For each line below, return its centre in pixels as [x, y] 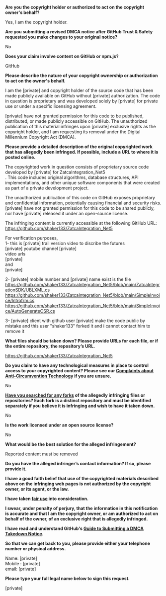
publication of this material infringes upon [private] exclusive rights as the [81, 127]
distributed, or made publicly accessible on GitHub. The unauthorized [76, 121]
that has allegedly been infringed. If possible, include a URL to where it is [82, 152]
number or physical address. [36, 549]
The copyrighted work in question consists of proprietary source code [77, 167]
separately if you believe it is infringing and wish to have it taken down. [80, 406]
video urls [15, 254]
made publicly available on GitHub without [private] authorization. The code [83, 96]
